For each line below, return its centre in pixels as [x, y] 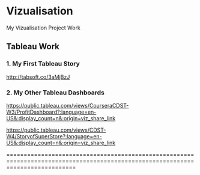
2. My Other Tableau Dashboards [56, 93]
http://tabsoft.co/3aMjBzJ [38, 77]
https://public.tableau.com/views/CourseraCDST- [68, 105]
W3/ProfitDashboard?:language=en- [51, 112]
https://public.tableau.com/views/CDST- [56, 130]
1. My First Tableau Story [43, 64]
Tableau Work [33, 47]
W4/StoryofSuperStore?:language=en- [54, 136]
